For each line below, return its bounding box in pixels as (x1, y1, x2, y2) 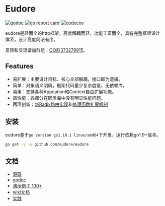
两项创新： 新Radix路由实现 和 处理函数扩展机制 (12, 101, 108, 107)
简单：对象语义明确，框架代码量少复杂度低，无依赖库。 (12, 82, 127, 88)
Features (5, 62, 34, 71)
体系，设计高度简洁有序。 (5, 36, 58, 42)
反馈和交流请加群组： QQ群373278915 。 (5, 47, 88, 53)
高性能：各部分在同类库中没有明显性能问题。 (12, 95, 106, 101)
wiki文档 (12, 189, 30, 195)
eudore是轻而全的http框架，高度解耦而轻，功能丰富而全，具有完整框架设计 (5, 30, 160, 36)
